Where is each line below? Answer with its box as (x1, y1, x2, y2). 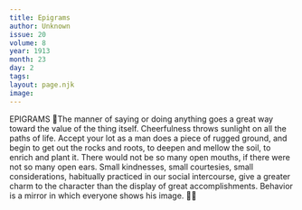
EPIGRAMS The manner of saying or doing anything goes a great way (9, 114, 274, 124)
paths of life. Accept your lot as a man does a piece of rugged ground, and (9, 132, 288, 143)
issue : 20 (9, 30, 47, 39)
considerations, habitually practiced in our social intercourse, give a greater (9, 170, 291, 181)
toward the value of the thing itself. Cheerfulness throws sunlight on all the (9, 123, 287, 133)
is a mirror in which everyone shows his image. (9, 190, 184, 201)
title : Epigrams (9, 13, 71, 23)
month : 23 (9, 55, 47, 64)
